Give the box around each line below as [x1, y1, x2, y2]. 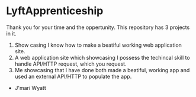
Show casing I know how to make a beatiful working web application [14, 41, 182, 48]
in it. [6, 30, 17, 37]
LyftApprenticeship [6, 4, 104, 18]
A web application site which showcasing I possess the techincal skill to [14, 54, 191, 61]
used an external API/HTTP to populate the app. [14, 73, 132, 80]
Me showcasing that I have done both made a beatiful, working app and [14, 66, 190, 73]
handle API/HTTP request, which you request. [14, 60, 127, 67]
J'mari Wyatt [14, 84, 46, 91]
